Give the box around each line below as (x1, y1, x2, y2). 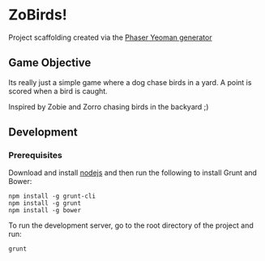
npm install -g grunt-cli (8, 192, 96, 200)
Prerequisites (8, 150, 62, 161)
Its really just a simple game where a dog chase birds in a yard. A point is (8, 77, 252, 87)
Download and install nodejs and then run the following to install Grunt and (8, 168, 258, 178)
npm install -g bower (8, 207, 82, 215)
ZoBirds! (8, 6, 67, 24)
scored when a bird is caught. (8, 86, 108, 96)
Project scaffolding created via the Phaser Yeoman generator (8, 32, 212, 42)
